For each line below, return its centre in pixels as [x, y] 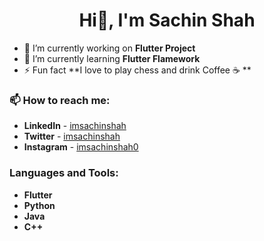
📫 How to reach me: [60, 100]
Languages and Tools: [64, 173]
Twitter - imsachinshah [72, 136]
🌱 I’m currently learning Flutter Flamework [112, 58]
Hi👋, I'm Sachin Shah [167, 20]
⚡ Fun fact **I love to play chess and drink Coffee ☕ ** [137, 70]
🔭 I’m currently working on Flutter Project [109, 48]
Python [39, 205]
